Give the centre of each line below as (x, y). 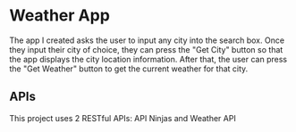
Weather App (59, 16)
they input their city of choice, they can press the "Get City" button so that (146, 49)
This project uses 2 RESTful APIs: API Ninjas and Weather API (123, 118)
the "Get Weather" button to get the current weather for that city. (129, 69)
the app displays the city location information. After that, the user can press (148, 59)
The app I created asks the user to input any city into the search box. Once (147, 40)
